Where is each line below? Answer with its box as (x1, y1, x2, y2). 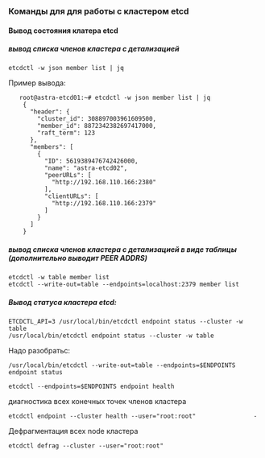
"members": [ (29, 143, 74, 151)
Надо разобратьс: (8, 346, 71, 356)
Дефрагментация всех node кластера (8, 427, 139, 436)
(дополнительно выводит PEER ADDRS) (8, 254, 147, 263)
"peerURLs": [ (43, 171, 92, 179)
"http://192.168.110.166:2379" (51, 200, 157, 208)
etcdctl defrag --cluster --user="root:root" (8, 442, 164, 450)
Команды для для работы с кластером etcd (8, 6, 189, 17)
